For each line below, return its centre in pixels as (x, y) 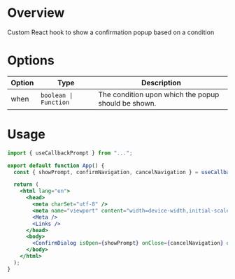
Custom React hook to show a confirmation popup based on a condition (111, 32)
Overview (36, 13)
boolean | (57, 95)
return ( (26, 185)
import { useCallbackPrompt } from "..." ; (70, 153)
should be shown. (127, 103)
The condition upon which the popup (158, 94)
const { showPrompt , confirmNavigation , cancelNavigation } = (106, 172)
